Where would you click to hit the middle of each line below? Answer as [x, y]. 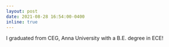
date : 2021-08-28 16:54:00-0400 [45, 17]
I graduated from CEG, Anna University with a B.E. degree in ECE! [85, 38]
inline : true [22, 22]
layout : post [22, 11]
